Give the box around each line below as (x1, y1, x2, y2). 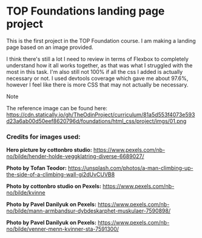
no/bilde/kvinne (6, 189, 45, 196)
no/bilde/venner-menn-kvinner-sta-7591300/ (6, 225, 120, 233)
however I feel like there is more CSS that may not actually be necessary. (6, 81, 189, 88)
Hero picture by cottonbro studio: (6, 147, 92, 154)
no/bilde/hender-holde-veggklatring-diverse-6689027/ (6, 153, 144, 160)
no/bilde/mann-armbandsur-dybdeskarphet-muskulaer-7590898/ (6, 207, 171, 214)
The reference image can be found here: (6, 104, 108, 111)
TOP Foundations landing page (6, 4, 165, 18)
